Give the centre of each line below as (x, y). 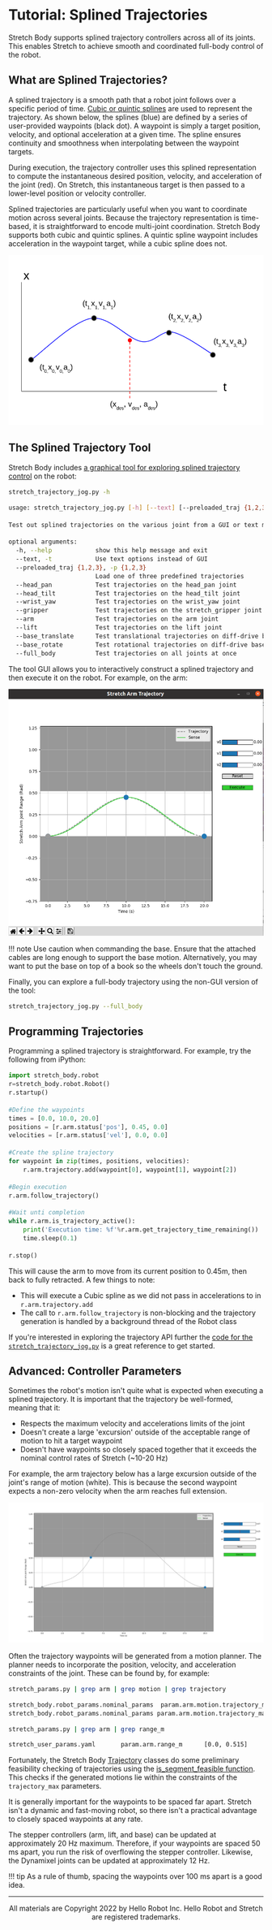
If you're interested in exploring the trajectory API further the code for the (131, 1337)
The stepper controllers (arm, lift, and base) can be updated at (113, 1835)
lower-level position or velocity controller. (77, 193)
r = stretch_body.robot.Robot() (59, 1084)
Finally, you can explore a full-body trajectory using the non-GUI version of (134, 981)
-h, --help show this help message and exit (112, 551)
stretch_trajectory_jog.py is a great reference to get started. (112, 1345)
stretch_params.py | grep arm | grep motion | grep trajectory (117, 1689)
